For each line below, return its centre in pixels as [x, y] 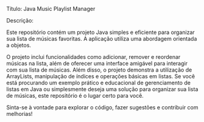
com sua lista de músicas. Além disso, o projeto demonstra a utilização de [99, 70]
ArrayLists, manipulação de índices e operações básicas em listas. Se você [101, 76]
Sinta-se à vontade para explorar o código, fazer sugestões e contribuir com [102, 107]
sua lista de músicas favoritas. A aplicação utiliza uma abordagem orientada [102, 39]
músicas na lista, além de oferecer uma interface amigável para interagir [97, 63]
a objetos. [19, 45]
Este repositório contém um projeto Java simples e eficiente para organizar [100, 32]
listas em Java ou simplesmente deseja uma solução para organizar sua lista [102, 89]
